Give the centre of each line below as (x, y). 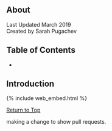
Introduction (30, 84)
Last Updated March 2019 (39, 24)
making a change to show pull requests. (56, 122)
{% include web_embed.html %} (47, 98)
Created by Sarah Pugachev (42, 31)
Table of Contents (41, 50)
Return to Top (23, 110)
